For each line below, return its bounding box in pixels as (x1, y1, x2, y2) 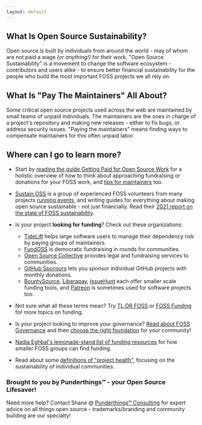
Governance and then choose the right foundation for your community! (14, 327, 191, 334)
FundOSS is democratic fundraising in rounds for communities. (24, 246, 180, 253)
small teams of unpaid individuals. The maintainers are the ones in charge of (6, 113, 196, 120)
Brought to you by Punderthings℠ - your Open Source (6, 378, 166, 386)
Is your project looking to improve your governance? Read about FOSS (14, 321, 191, 328)
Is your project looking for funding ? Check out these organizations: (14, 221, 183, 228)
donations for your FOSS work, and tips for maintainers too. (14, 179, 163, 186)
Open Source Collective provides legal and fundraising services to (24, 252, 189, 260)
